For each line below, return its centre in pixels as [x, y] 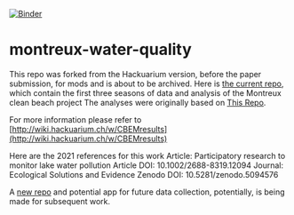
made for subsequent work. [60, 201]
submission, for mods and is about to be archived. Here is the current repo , [147, 84]
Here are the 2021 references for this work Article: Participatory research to [147, 155]
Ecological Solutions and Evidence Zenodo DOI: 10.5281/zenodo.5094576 [144, 174]
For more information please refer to [75, 119]
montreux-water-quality [101, 50]
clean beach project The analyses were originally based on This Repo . [138, 102]
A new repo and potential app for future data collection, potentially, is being [147, 192]
